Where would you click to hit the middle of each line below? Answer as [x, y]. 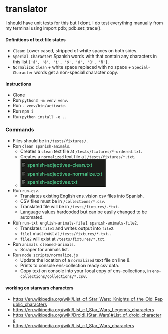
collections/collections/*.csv [53, 276]
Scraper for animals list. [45, 249]
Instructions [18, 84]
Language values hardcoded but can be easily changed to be [83, 212]
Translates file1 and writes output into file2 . [67, 228]
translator [26, 9]
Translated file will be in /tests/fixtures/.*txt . [69, 206]
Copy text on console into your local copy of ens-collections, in [86, 271]
